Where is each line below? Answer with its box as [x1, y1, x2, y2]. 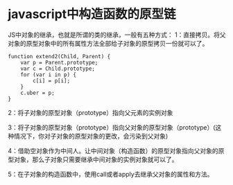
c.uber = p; [20, 89, 55, 96]
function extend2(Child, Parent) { [8, 53, 111, 60]
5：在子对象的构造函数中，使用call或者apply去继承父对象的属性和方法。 [8, 170, 214, 178]
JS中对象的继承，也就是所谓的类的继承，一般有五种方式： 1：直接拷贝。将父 [8, 30, 226, 39]
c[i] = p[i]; [33, 77, 71, 84]
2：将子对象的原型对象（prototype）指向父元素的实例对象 [8, 108, 173, 116]
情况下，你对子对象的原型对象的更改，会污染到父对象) [13, 132, 169, 140]
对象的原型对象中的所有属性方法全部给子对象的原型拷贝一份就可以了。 [8, 39, 209, 47]
